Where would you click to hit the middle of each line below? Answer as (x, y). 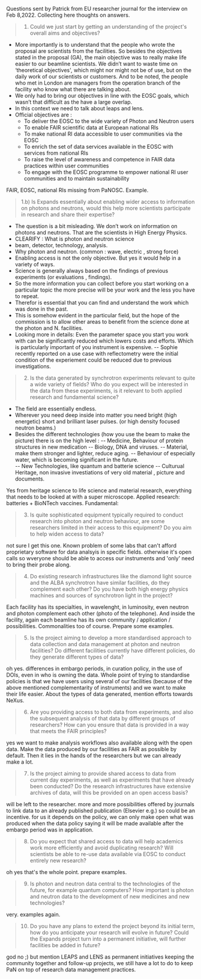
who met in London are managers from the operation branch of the (98, 83)
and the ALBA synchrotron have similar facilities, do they (100, 582)
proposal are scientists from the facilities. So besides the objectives (98, 51)
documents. (30, 479)
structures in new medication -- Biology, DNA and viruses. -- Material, (101, 447)
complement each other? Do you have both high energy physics (109, 589)
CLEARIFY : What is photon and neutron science (74, 239)
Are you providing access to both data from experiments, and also (112, 712)
